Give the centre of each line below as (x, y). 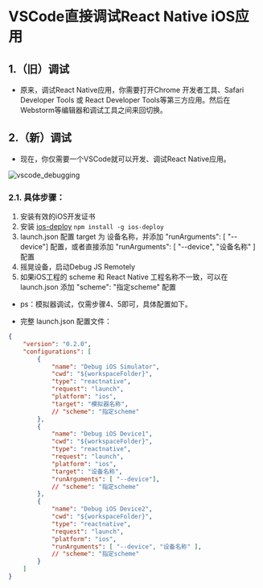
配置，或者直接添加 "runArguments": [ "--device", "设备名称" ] (153, 247)
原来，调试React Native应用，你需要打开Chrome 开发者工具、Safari (132, 90)
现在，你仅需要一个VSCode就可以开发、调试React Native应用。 (125, 159)
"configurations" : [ (57, 352)
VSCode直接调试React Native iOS (122, 17)
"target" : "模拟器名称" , (90, 404)
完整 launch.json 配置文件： (66, 321)
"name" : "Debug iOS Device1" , (102, 434)
